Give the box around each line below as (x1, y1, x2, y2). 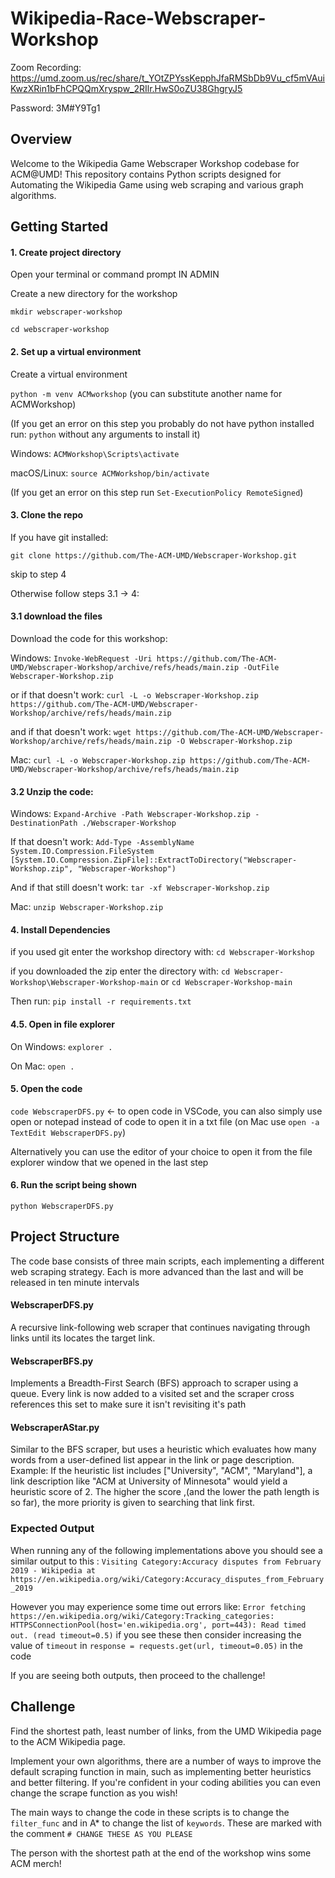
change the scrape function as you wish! (10, 1787, 178, 1799)
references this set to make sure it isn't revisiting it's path (10, 1398, 247, 1411)
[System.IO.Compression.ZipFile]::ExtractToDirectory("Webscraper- (10, 855, 298, 866)
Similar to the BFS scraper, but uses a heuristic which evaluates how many (10, 1443, 317, 1456)
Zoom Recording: (10, 61, 82, 73)
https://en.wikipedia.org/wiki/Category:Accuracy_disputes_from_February (10, 1574, 325, 1584)
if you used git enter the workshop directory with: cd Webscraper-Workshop (10, 946, 315, 958)
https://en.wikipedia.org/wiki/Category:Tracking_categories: (10, 1611, 275, 1621)
